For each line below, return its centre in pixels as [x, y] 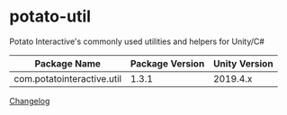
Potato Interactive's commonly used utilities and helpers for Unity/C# [137, 41]
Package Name [68, 63]
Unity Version [243, 63]
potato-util [50, 17]
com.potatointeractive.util [68, 78]
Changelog [30, 101]
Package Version [167, 63]
